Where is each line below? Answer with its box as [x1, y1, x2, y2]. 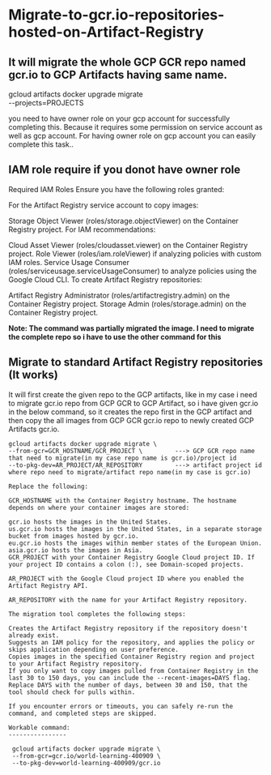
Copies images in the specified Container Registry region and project [8, 653, 255, 661]
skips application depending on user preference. [8, 645, 180, 653]
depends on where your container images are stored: [8, 503, 190, 512]
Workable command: [8, 723, 70, 731]
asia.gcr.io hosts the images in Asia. [8, 546, 143, 554]
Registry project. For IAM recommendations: [8, 225, 156, 234]
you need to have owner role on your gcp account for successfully [8, 113, 231, 123]
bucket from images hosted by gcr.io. [8, 532, 139, 540]
